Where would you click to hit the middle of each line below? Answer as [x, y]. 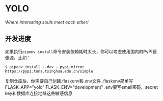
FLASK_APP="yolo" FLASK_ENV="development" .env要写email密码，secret [81, 87]
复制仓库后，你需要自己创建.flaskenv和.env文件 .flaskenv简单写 [69, 81]
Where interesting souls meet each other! [47, 22]
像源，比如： [18, 57]
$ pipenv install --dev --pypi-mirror [45, 67]
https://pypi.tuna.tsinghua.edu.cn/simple [49, 71]
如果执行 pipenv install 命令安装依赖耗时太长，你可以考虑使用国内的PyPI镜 [81, 51]
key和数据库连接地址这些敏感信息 [39, 93]
